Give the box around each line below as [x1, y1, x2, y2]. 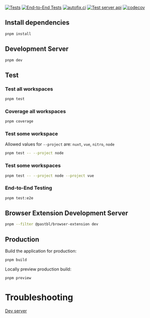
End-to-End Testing [5, 184, 52, 191]
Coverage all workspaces [5, 108, 66, 115]
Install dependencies [5, 18, 70, 27]
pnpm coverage [5, 119, 34, 124]
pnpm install [5, 31, 31, 36]
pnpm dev [5, 58, 23, 62]
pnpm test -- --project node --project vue [5, 173, 94, 178]
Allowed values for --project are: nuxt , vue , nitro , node [5, 141, 115, 147]
